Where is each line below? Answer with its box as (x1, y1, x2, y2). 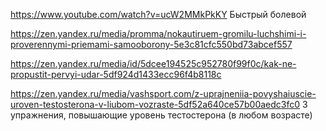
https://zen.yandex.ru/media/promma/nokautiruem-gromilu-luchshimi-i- (10, 28, 307, 39)
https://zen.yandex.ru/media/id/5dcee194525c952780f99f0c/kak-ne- (10, 58, 297, 69)
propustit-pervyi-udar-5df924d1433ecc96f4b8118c (10, 69, 222, 80)
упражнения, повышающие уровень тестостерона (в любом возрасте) (10, 109, 313, 121)
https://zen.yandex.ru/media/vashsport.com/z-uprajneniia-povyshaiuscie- (10, 88, 317, 99)
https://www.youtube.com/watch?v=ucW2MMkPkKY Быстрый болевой (10, 9, 307, 20)
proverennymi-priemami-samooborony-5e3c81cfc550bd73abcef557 (10, 39, 293, 50)
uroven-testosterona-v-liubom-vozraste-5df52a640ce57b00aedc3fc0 (10, 99, 301, 110)
